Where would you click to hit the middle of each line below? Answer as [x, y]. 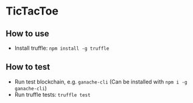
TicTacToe [32, 11]
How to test [28, 67]
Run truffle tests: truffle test [52, 95]
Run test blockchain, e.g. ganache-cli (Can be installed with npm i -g [101, 81]
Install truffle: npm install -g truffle [62, 48]
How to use [27, 34]
